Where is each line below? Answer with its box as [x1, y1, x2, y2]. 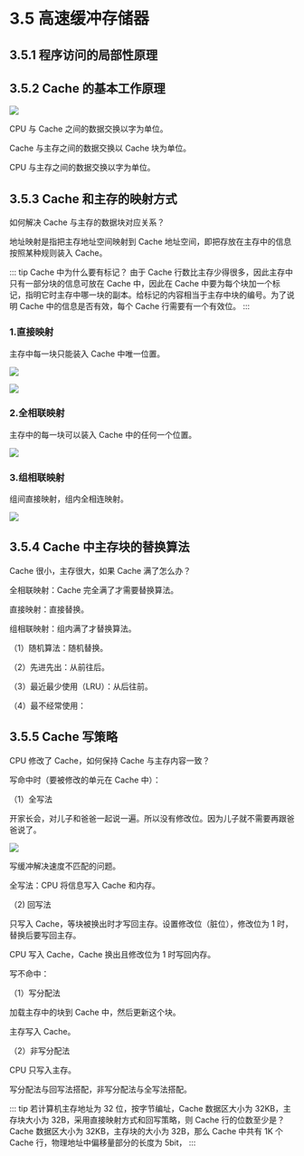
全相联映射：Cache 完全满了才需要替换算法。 [9, 584, 179, 595]
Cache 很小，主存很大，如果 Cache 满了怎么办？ [9, 565, 192, 576]
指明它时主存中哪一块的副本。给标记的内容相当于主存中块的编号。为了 [24, 289, 287, 300]
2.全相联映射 [9, 407, 65, 420]
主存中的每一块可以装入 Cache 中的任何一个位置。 [9, 429, 197, 440]
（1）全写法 [9, 793, 52, 804]
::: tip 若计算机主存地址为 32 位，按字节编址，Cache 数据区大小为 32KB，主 [9, 1103, 291, 1113]
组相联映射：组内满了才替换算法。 [9, 623, 137, 634]
